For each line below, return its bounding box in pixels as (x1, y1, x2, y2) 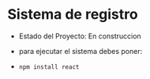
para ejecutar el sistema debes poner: (18, 46, 143, 56)
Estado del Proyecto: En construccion (18, 31, 141, 41)
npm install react (18, 63, 80, 71)
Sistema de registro (7, 5, 139, 23)
